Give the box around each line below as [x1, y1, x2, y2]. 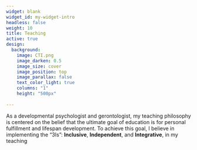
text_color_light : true [16, 80, 75, 86]
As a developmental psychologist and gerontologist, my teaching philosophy [6, 112, 191, 119]
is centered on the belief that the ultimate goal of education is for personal [6, 118, 186, 125]
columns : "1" [16, 85, 49, 91]
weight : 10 [6, 25, 33, 31]
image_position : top [16, 69, 67, 75]
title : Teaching [6, 31, 46, 36]
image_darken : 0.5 [16, 58, 62, 64]
